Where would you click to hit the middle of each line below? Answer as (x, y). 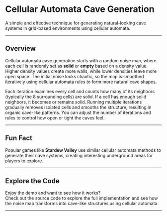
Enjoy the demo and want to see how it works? (53, 193)
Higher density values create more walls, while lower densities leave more (81, 71)
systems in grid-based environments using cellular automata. (68, 28)
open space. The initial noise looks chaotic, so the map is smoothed (75, 76)
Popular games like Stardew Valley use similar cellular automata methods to (83, 150)
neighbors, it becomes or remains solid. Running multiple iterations (74, 102)
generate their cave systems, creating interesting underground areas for (79, 155)
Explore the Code (32, 181)
